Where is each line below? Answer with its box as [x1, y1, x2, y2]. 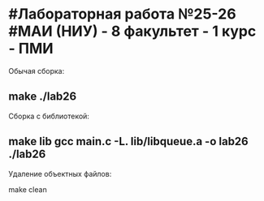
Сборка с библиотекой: [8, 111, 89, 121]
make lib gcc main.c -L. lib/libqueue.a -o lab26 [8, 135, 249, 148]
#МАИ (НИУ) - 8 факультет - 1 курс [8, 22, 257, 41]
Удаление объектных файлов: [8, 169, 112, 178]
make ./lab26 [8, 90, 77, 104]
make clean [8, 184, 47, 195]
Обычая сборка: [8, 66, 65, 75]
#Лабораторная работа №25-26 [8, 5, 237, 24]
